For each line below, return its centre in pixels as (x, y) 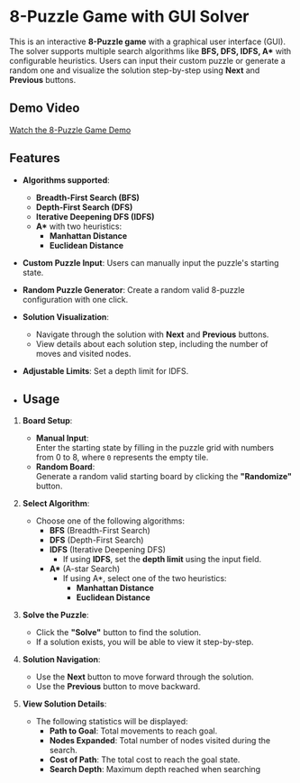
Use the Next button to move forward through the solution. (145, 677)
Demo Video (45, 109)
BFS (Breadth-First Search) (100, 531)
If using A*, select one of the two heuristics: (145, 578)
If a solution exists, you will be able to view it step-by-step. (145, 642)
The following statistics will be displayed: (112, 722)
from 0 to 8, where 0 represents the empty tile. (122, 458)
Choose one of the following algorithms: (110, 521)
